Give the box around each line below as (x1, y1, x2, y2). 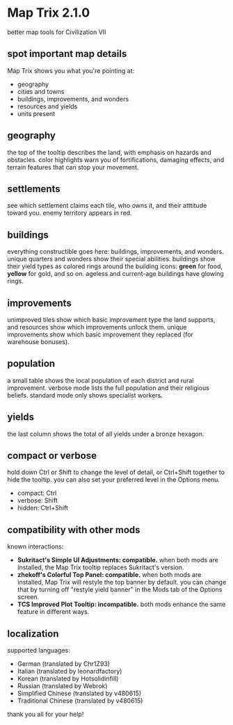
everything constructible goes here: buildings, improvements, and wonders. (7, 247, 224, 256)
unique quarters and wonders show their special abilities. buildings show (7, 255, 216, 263)
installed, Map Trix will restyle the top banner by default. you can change (17, 578, 227, 587)
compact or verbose (7, 450, 97, 462)
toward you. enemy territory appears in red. (7, 209, 132, 217)
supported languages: (7, 646, 71, 655)
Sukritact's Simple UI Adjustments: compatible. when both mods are (17, 556, 219, 564)
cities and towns (17, 87, 65, 95)
